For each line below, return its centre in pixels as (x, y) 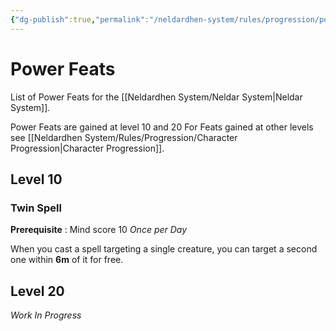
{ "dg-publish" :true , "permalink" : (80, 19)
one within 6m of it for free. (67, 260)
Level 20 (37, 291)
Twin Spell (36, 208)
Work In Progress (46, 315)
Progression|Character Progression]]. (87, 148)
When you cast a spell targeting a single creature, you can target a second (164, 249)
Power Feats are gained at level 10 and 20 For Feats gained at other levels (162, 127)
